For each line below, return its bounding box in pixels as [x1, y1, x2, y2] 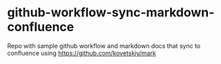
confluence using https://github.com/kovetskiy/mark [7, 49, 157, 57]
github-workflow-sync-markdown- [7, 5, 215, 20]
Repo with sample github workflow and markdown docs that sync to [7, 42, 201, 50]
